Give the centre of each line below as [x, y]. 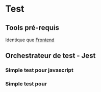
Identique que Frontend [30, 40]
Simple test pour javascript [40, 70]
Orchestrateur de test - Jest [50, 56]
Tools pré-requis [32, 28]
